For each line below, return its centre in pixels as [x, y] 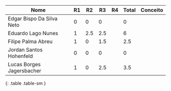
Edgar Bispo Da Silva [33, 19]
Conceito [152, 10]
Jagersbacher [25, 71]
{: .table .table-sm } [26, 83]
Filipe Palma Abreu [30, 41]
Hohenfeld [20, 56]
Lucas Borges [24, 64]
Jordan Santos [25, 50]
